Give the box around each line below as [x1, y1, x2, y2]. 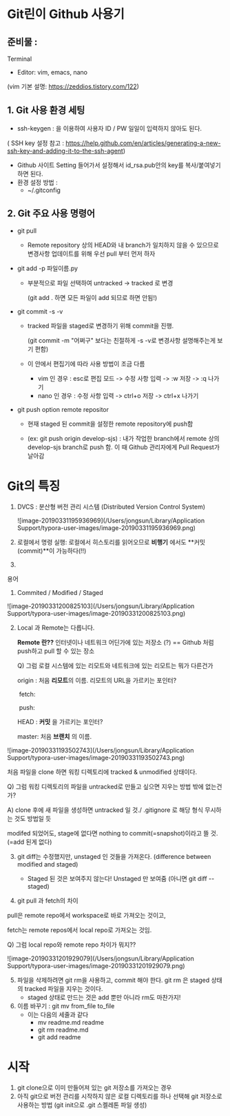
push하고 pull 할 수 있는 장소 [17, 647, 95, 655]
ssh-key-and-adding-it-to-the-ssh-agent [7, 146, 124, 155]
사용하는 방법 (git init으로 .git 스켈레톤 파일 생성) [17, 1100, 147, 1109]
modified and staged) [17, 860, 79, 868]
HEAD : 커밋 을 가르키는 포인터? [17, 717, 103, 726]
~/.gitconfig [27, 186, 61, 194]
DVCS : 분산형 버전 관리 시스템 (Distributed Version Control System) [17, 502, 205, 511]
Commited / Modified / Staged [17, 588, 103, 596]
